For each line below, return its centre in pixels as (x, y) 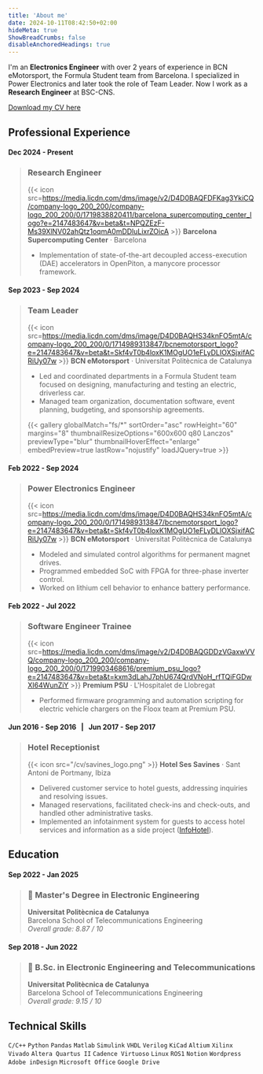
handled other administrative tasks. (96, 813)
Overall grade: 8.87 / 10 (65, 929)
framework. (58, 272)
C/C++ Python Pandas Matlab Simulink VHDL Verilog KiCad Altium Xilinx (121, 1045)
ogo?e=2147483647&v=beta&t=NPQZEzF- (96, 223)
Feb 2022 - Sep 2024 (44, 468)
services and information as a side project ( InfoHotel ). (126, 830)
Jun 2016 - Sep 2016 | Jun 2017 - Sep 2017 (82, 727)
